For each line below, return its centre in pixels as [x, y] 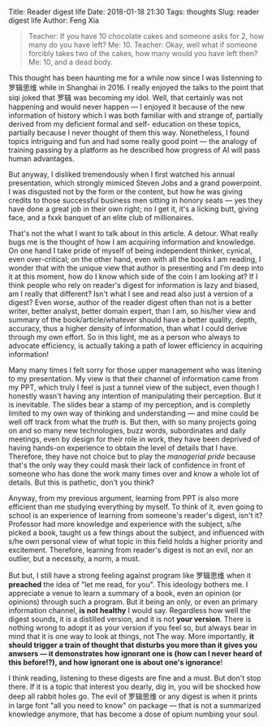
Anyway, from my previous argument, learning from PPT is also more [124, 498]
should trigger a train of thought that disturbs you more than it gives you [133, 645]
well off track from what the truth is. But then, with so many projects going [133, 422]
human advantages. [42, 159]
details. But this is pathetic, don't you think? [81, 482]
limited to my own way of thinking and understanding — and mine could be [134, 413]
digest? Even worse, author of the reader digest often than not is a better [130, 303]
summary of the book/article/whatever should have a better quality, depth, [133, 320]
